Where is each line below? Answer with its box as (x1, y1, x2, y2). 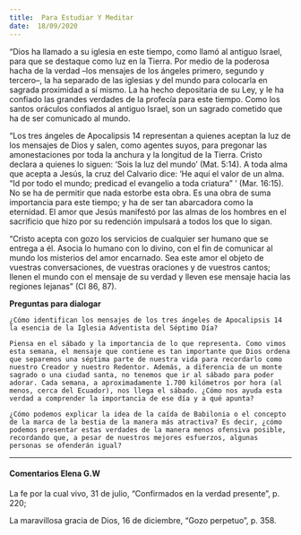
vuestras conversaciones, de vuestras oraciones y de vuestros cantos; (9, 262, 271, 272)
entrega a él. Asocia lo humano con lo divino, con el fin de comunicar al (9, 243, 273, 254)
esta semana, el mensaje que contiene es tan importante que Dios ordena (9, 347, 291, 356)
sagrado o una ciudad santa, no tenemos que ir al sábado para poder (9, 370, 275, 379)
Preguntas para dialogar (9, 298, 101, 309)
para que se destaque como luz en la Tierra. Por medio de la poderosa (9, 56, 271, 66)
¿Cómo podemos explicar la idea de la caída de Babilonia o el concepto (9, 410, 287, 419)
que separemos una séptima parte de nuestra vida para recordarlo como (9, 355, 282, 364)
